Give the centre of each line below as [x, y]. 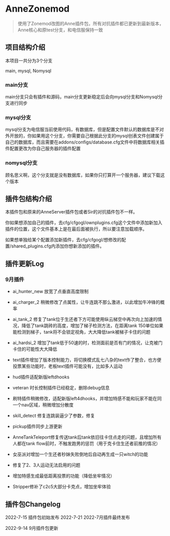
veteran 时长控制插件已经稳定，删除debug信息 [61, 388]
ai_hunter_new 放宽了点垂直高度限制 [51, 292]
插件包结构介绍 [29, 199]
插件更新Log [25, 263]
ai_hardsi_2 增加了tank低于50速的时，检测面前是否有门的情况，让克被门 [88, 343]
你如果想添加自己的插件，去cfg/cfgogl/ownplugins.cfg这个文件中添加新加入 [84, 223]
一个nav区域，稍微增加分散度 [43, 405]
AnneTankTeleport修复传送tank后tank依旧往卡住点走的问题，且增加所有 [87, 437]
